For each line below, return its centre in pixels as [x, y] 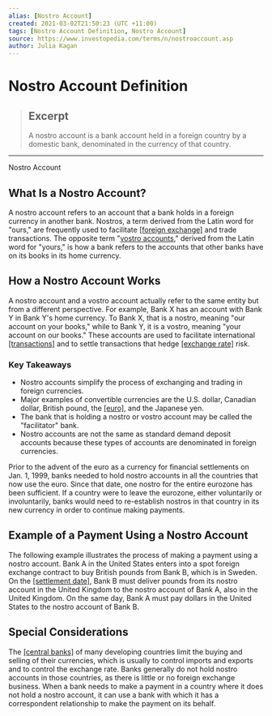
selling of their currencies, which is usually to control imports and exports [131, 660]
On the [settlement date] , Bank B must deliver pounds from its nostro [123, 581]
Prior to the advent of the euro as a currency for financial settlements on [129, 467]
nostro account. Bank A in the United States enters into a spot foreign [124, 564]
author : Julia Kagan [43, 46]
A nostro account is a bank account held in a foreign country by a [137, 135]
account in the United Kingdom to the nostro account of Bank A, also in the [133, 590]
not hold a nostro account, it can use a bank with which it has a [114, 695]
